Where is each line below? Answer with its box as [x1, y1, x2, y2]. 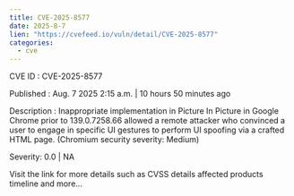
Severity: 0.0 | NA [9, 151, 74, 162]
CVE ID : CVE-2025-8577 [9, 71, 103, 81]
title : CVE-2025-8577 [9, 13, 91, 22]
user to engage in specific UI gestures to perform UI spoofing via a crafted [9, 124, 285, 135]
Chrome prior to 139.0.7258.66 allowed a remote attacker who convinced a [9, 115, 285, 126]
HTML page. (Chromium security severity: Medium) [9, 134, 200, 145]
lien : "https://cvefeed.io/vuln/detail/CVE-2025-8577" [9, 30, 219, 38]
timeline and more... [9, 178, 83, 189]
